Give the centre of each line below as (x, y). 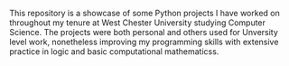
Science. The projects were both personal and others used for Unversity (144, 32)
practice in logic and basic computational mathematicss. (114, 52)
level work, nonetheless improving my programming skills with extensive (144, 42)
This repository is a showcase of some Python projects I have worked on (144, 13)
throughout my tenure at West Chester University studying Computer (138, 23)
